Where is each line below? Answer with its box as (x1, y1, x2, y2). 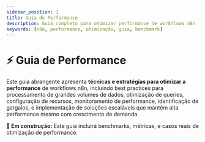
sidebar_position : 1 (6, 9, 59, 15)
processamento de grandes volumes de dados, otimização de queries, (6, 91, 184, 99)
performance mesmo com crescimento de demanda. (6, 111, 140, 118)
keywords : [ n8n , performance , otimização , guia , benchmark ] (6, 26, 163, 32)
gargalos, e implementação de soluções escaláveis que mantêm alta (6, 104, 179, 111)
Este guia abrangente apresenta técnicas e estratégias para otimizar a (6, 78, 186, 86)
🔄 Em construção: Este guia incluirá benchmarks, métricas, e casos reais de (6, 122, 199, 130)
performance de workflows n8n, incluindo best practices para (6, 84, 164, 92)
